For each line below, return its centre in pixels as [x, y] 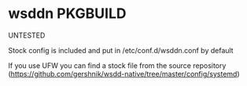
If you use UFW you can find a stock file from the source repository [117, 65]
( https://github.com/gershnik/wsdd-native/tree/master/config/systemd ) [124, 73]
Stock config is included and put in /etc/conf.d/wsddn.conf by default [121, 50]
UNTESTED [27, 35]
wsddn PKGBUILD [67, 14]
